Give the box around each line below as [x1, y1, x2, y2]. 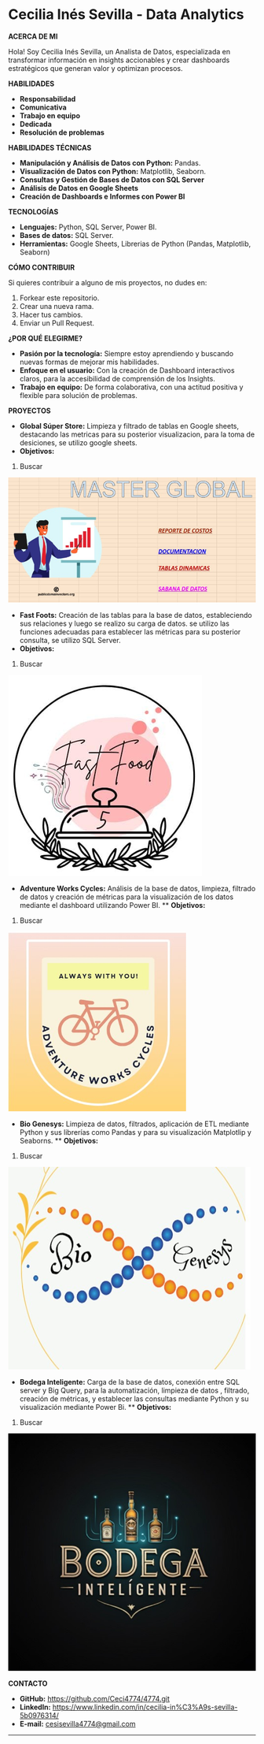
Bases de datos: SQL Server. [19, 230, 114, 240]
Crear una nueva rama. [19, 301, 94, 310]
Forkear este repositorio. [19, 293, 100, 303]
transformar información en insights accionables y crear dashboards [8, 55, 230, 65]
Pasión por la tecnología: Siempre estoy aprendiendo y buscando [19, 348, 234, 358]
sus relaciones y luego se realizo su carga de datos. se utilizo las [19, 619, 230, 628]
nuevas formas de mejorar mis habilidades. [19, 357, 159, 366]
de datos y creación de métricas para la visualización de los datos [19, 892, 234, 902]
